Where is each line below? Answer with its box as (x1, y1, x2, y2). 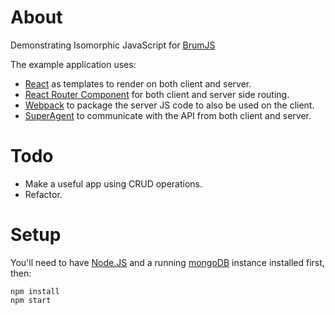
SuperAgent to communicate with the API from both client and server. (24, 109, 312, 121)
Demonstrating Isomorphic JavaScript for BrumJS (10, 39, 216, 51)
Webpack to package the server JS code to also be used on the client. (24, 99, 315, 111)
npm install (10, 286, 60, 296)
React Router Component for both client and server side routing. (24, 88, 290, 100)
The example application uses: (10, 58, 137, 70)
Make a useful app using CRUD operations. (24, 177, 203, 190)
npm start (10, 295, 52, 305)
